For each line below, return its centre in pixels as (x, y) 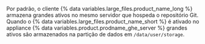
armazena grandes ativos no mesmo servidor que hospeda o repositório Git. (102, 15)
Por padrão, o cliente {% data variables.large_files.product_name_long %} (99, 9)
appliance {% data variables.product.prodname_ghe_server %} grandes (97, 28)
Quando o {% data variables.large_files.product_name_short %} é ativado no (103, 21)
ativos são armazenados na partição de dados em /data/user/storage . (95, 34)
